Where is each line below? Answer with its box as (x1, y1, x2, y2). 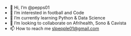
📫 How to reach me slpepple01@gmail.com (9, 26, 99, 31)
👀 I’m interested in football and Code (9, 10, 85, 16)
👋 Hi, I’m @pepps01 (9, 5, 50, 10)
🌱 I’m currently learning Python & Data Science (9, 15, 105, 20)
